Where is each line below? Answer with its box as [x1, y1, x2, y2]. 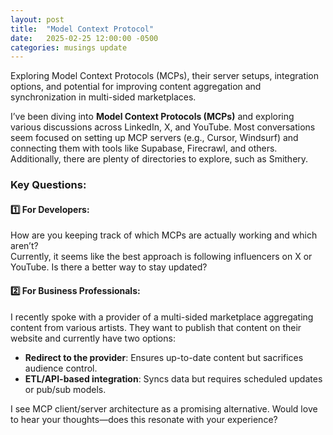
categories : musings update [10, 42, 128, 53]
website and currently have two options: [10, 332, 176, 344]
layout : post [10, 14, 65, 25]
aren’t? [10, 240, 39, 252]
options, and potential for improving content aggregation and [10, 81, 262, 93]
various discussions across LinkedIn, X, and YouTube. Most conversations [10, 121, 316, 133]
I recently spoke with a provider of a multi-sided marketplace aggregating [10, 311, 314, 323]
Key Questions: [10, 178, 87, 192]
